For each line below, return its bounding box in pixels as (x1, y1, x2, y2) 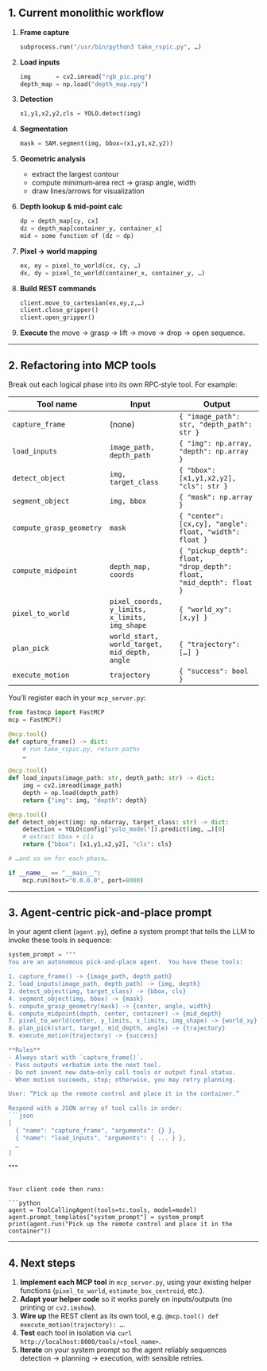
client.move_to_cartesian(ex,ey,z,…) (19, 298, 145, 307)
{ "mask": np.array (178, 493, 253, 501)
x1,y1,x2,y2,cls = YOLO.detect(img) (19, 110, 141, 118)
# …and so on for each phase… (8, 855, 109, 863)
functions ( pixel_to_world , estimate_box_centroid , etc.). (19, 1286, 205, 1295)
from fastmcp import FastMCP (8, 708, 105, 716)
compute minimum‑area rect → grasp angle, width (31, 178, 196, 188)
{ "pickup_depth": (178, 547, 249, 555)
